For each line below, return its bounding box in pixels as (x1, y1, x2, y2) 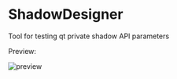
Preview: (8, 46, 37, 56)
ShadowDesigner (8, 5, 124, 23)
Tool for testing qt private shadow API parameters (8, 31, 170, 41)
